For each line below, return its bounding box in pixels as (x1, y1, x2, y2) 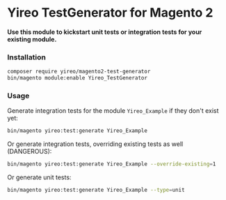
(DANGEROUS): (7, 147, 52, 156)
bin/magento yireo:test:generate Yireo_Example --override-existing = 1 (7, 161, 216, 167)
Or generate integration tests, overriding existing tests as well (7, 140, 184, 148)
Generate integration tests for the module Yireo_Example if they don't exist (7, 107, 219, 115)
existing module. (7, 35, 57, 43)
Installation (7, 52, 47, 62)
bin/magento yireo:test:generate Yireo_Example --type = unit (7, 187, 186, 194)
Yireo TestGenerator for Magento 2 (7, 5, 213, 21)
